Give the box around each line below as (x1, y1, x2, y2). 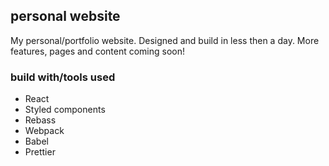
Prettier (24, 146, 56, 158)
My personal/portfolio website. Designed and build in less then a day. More (10, 34, 320, 46)
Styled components (24, 104, 106, 116)
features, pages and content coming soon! (10, 45, 186, 57)
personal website (10, 8, 121, 25)
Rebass (24, 114, 57, 126)
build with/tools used (10, 70, 116, 84)
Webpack (24, 125, 65, 137)
